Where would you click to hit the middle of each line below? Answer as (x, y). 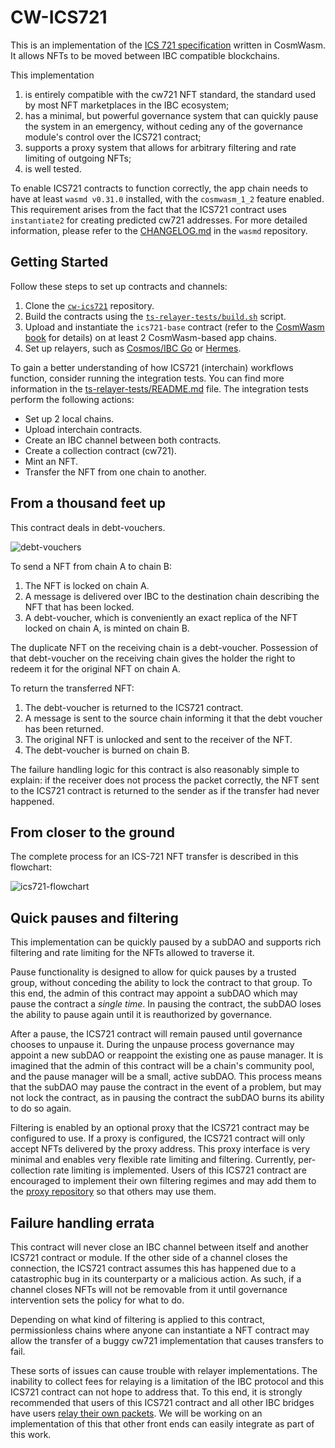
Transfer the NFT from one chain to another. (115, 472)
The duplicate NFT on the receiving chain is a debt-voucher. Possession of (164, 647)
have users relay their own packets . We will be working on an (136, 1413)
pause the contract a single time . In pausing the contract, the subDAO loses (166, 1004)
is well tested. (53, 168)
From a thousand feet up (88, 503)
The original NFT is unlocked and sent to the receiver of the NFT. (158, 739)
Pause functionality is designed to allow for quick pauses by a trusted (153, 972)
